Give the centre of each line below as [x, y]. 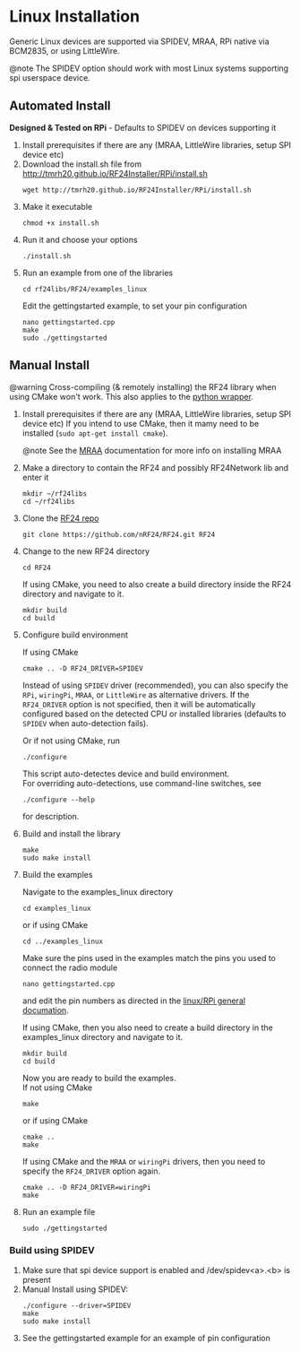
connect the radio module [70, 967]
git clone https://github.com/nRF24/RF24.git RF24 [119, 534]
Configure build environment [75, 635]
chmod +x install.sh [60, 223]
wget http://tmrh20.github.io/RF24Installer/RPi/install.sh [137, 190]
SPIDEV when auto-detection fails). [86, 723]
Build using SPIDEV [52, 1251]
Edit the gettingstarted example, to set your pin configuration [135, 306]
